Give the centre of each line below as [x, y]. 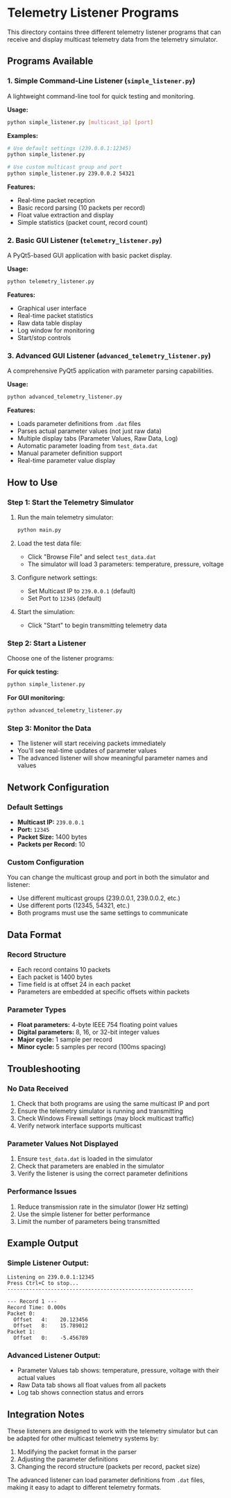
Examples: [23, 135]
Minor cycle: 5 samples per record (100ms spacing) [92, 1047]
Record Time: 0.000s [37, 1308]
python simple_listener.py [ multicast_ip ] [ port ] [80, 122]
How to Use [33, 483]
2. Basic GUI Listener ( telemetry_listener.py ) [85, 240]
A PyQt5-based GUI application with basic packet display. [89, 255]
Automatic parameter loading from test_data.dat [87, 446]
